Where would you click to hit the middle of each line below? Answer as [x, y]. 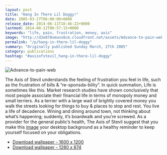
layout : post [19, 10]
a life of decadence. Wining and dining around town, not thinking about [78, 111]
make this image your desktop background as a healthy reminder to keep [80, 127]
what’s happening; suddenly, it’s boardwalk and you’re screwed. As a [76, 117]
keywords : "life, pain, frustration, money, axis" [59, 33]
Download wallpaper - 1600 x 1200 [48, 142]
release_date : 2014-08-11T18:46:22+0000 [48, 24]
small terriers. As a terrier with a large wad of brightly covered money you [81, 101]
